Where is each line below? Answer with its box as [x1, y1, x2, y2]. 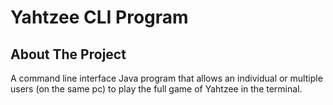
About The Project [10, 46, 127, 63]
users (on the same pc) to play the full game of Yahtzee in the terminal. [10, 83, 303, 95]
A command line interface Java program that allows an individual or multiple [10, 72, 323, 84]
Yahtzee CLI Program [10, 6, 189, 29]
